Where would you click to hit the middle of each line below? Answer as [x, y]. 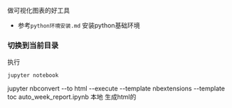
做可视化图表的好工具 [38, 10]
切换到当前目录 [33, 45]
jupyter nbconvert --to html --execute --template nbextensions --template [116, 89]
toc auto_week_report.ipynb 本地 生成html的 [72, 97]
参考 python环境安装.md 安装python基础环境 [79, 25]
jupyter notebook [33, 76]
